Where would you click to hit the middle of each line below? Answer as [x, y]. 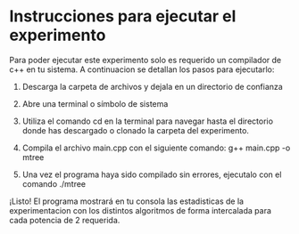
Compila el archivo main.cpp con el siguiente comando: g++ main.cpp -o [156, 148]
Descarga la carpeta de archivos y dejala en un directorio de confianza [152, 86]
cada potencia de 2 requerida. [65, 220]
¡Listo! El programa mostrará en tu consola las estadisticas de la [126, 201]
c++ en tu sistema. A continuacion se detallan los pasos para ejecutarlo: [142, 69]
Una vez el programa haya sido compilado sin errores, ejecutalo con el [152, 174]
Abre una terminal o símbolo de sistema [95, 103]
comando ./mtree [54, 183]
